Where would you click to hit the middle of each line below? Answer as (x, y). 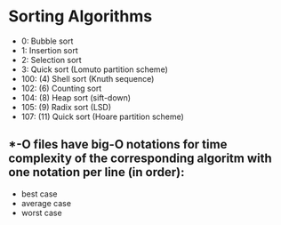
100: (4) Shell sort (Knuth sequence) (88, 78)
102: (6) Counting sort (61, 88)
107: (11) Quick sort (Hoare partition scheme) (102, 117)
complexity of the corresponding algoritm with (140, 159)
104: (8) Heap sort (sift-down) (76, 97)
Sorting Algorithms (80, 16)
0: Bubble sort (47, 41)
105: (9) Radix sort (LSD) (66, 107)
